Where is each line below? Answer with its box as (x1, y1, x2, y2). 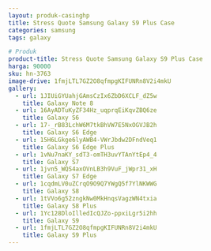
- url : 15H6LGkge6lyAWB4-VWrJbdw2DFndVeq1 (15, 136, 157, 144)
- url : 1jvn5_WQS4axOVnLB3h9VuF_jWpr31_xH (15, 165, 157, 174)
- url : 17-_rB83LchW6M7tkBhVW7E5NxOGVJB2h (15, 122, 157, 129)
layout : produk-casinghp (8, 11, 90, 20)
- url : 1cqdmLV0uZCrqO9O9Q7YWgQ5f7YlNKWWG (15, 180, 157, 188)
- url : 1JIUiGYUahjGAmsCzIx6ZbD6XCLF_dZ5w (15, 92, 157, 99)
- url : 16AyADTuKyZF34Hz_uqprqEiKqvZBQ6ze (15, 107, 157, 114)
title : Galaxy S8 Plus (22, 202, 97, 210)
